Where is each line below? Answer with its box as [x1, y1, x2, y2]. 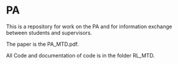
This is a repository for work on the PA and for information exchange [6, 23, 173, 30]
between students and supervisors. [6, 29, 93, 36]
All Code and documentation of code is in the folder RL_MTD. [6, 52, 155, 59]
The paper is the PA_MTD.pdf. [6, 41, 79, 48]
